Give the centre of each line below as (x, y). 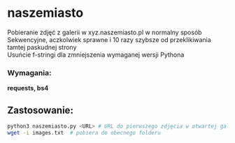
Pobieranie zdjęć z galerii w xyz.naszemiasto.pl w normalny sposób (105, 32)
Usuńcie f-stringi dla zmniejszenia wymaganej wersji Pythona (96, 55)
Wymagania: (29, 73)
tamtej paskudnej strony (42, 47)
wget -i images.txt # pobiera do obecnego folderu (84, 132)
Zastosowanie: (40, 110)
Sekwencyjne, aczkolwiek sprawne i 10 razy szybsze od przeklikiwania (109, 39)
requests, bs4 (28, 88)
